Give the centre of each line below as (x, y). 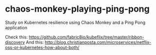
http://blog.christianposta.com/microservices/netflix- (98, 42)
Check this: (16, 37)
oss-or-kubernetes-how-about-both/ (42, 47)
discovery (15, 42)
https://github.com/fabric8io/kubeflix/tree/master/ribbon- (86, 37)
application (16, 27)
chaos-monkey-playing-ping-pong (77, 9)
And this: (35, 42)
